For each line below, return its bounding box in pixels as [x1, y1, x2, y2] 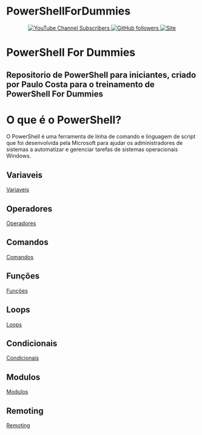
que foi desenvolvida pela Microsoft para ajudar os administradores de [6, 140, 183, 147]
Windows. [6, 152, 32, 160]
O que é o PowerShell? [6, 113, 122, 127]
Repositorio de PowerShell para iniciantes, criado [6, 70, 197, 80]
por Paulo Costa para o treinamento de [6, 79, 155, 89]
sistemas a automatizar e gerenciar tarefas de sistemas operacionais [6, 146, 178, 153]
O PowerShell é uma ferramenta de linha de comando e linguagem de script [6, 133, 196, 140]
